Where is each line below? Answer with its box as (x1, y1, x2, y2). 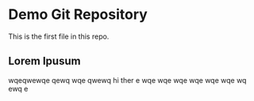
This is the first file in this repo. (8, 32, 110, 41)
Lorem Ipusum (8, 54, 81, 68)
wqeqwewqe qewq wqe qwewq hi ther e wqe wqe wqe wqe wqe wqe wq (8, 75, 247, 84)
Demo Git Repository (8, 6, 148, 24)
